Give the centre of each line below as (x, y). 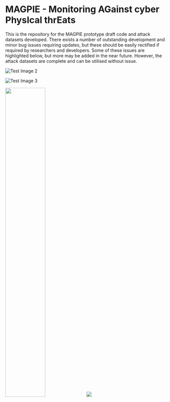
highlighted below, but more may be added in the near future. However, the (84, 56)
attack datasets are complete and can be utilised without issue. (71, 61)
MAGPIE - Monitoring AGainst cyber (82, 9)
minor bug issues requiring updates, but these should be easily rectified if (82, 45)
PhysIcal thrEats (41, 20)
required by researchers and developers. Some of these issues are (75, 50)
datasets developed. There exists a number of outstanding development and (85, 40)
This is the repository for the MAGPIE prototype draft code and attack (78, 34)
